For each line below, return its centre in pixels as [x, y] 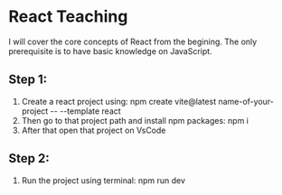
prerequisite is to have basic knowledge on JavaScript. [111, 51]
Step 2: [29, 158]
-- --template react [85, 111]
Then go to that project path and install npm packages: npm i [135, 120]
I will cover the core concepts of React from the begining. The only [133, 42]
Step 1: [28, 80]
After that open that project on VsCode [94, 130]
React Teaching [68, 17]
